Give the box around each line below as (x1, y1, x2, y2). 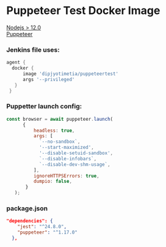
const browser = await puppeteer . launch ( (6, 116, 114, 122)
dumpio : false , (33, 178, 72, 185)
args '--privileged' (22, 76, 75, 82)
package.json (6, 204, 48, 212)
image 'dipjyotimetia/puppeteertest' (22, 71, 119, 77)
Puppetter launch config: (6, 102, 82, 110)
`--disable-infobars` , (38, 156, 97, 162)
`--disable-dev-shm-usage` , (38, 161, 111, 168)
